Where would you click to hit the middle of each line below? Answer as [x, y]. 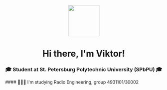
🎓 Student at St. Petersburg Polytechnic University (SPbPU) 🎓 [84, 70]
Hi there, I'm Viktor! [84, 54]
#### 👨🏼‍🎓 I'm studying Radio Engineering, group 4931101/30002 [72, 82]
